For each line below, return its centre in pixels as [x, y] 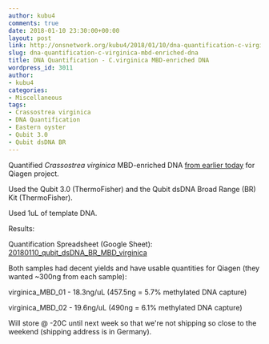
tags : [17, 105]
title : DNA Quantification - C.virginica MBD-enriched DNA [109, 61]
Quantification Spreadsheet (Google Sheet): [80, 244]
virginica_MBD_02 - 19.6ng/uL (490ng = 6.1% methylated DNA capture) [125, 307]
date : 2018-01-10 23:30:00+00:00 [64, 30]
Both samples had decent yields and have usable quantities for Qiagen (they [134, 268]
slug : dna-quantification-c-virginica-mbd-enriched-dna [103, 53]
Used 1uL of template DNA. [53, 213]
